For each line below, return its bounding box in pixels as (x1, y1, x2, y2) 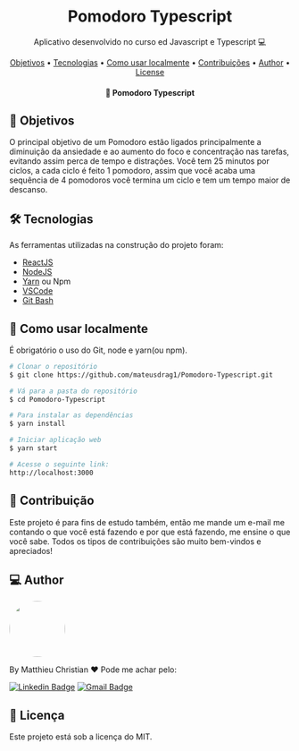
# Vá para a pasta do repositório (9, 387, 138, 396)
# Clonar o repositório (9, 362, 98, 371)
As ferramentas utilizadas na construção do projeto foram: (9, 240, 224, 251)
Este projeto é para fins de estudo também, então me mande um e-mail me (9, 516, 286, 527)
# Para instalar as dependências (9, 411, 134, 420)
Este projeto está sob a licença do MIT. (9, 731, 153, 742)
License (135, 66, 165, 77)
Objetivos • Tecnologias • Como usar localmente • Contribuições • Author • (9, 56, 291, 68)
